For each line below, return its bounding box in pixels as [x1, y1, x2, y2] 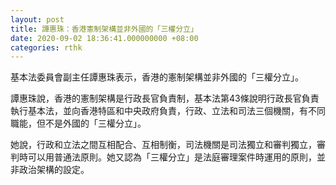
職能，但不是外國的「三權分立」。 [10, 117, 147, 130]
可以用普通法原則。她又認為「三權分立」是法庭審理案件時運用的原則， [27, 151, 317, 163]
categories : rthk [10, 42, 83, 53]
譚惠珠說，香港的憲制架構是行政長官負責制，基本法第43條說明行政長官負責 [10, 92, 320, 105]
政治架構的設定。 [18, 164, 90, 176]
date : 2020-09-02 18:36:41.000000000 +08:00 [10, 33, 199, 43]
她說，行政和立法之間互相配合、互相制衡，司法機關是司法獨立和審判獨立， [10, 139, 317, 151]
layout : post [10, 14, 65, 25]
